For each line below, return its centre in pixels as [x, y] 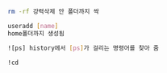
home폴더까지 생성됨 [36, 33]
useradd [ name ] [33, 26]
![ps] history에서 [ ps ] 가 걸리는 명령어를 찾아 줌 [83, 48]
